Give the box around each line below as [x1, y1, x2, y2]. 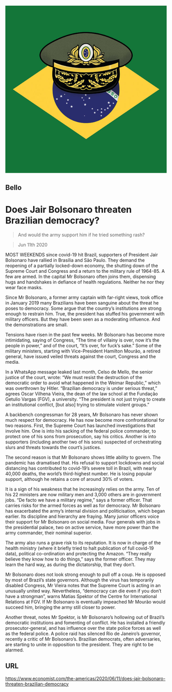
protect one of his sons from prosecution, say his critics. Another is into [5, 433, 156, 439]
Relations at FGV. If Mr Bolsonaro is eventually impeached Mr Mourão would [5, 599, 166, 605]
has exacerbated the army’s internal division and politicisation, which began [5, 508, 165, 514]
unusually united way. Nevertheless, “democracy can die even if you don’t [5, 588, 162, 594]
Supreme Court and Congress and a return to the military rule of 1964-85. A [5, 268, 165, 274]
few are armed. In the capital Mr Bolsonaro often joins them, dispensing [5, 273, 156, 279]
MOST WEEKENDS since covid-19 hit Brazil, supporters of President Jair [5, 251, 158, 257]
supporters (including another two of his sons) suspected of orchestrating [5, 439, 162, 445]
